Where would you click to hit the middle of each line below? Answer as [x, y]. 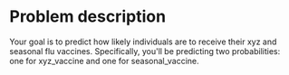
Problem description [87, 17]
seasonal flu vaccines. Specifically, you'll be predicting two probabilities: [145, 51]
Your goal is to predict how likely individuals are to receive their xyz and [143, 42]
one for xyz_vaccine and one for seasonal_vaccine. [104, 61]
